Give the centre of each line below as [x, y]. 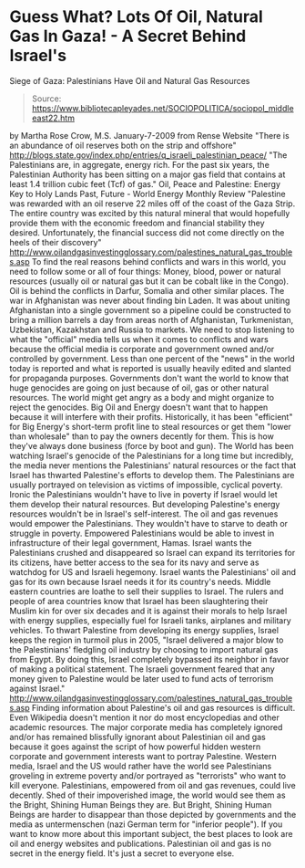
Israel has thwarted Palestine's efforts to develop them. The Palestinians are [152, 475]
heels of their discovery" [56, 242]
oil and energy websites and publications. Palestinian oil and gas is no [140, 843]
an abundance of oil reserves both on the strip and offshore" [123, 145]
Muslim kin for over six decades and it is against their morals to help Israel [148, 611]
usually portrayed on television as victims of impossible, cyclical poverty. [146, 485]
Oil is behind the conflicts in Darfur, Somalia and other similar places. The [147, 290]
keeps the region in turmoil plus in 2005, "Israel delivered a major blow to [147, 640]
